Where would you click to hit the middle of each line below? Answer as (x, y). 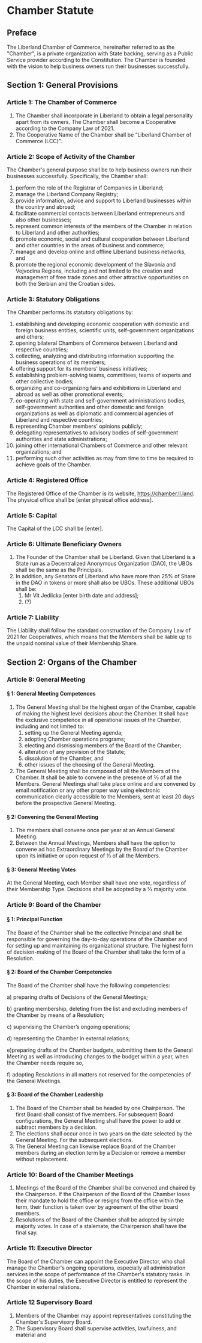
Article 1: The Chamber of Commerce (62, 102)
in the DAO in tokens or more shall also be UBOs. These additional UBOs (105, 583)
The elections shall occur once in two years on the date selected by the (104, 1133)
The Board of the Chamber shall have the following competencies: (88, 985)
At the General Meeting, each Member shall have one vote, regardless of (97, 883)
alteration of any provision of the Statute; (75, 752)
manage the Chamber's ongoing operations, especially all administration (96, 1268)
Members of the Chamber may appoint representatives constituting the (103, 1315)
